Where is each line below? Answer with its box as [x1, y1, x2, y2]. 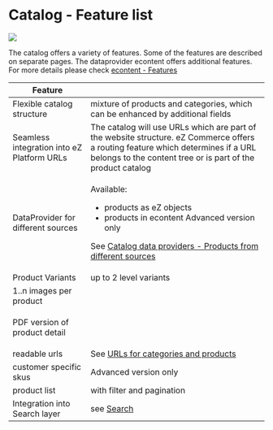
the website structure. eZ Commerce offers [90, 132, 255, 143]
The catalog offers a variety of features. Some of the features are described [8, 47, 262, 58]
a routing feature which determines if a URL [90, 141, 257, 153]
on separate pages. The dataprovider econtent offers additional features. [8, 56, 253, 66]
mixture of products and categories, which [90, 98, 253, 109]
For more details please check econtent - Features [8, 65, 178, 75]
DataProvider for [12, 211, 76, 223]
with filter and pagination [90, 384, 185, 396]
